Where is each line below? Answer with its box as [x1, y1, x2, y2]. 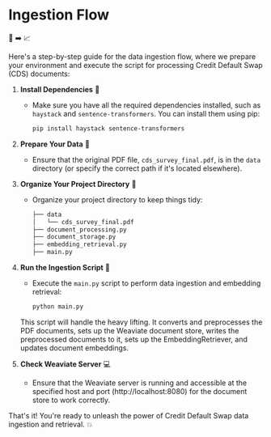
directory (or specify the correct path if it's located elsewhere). [32, 163, 243, 173]
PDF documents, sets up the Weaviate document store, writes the [19, 325, 239, 335]
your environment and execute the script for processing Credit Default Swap [8, 60, 263, 70]
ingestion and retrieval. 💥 [8, 419, 93, 429]
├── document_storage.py [32, 233, 116, 241]
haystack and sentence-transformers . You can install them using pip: [32, 108, 260, 118]
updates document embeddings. [19, 342, 129, 353]
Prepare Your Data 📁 [19, 139, 91, 149]
